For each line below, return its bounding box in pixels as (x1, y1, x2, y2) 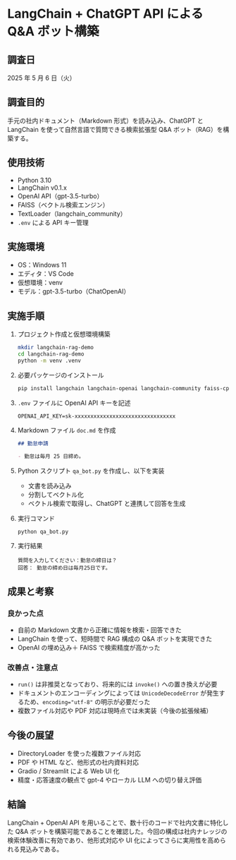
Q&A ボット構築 (7, 23, 100, 40)
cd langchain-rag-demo (17, 351, 85, 358)
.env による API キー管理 (17, 218, 89, 226)
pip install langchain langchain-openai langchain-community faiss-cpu (17, 384, 232, 392)
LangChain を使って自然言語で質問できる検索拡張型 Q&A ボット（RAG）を (7, 125, 223, 133)
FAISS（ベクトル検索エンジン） (17, 200, 109, 209)
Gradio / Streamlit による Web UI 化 (17, 767, 120, 775)
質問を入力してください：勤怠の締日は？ (17, 557, 118, 564)
